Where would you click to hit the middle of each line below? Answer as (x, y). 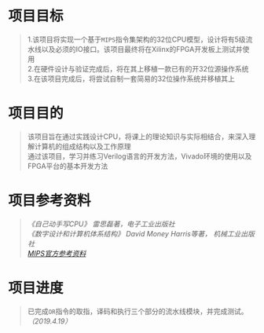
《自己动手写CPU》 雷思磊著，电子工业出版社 (101, 224)
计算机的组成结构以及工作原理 (82, 146)
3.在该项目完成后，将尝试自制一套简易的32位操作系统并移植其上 (131, 79)
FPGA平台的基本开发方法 (68, 166)
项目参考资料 (50, 201)
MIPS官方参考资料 (57, 253)
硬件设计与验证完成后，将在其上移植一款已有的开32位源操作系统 (145, 68)
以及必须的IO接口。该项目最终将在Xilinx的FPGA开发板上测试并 (142, 49)
